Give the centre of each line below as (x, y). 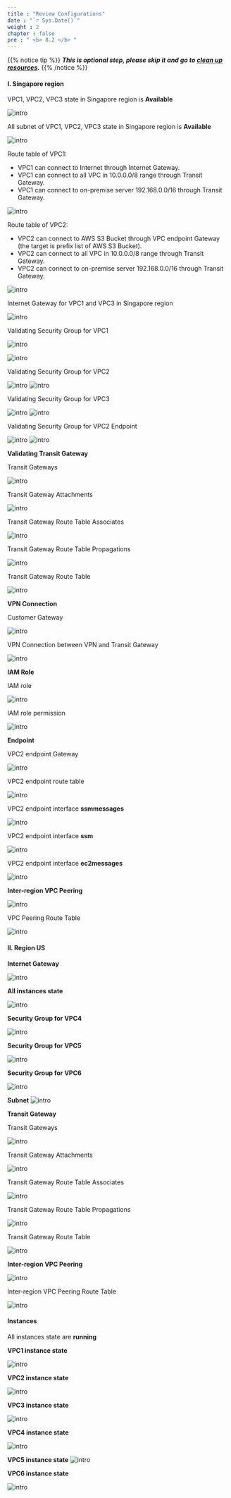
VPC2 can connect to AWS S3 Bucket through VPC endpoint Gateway (119, 239)
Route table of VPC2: (38, 225)
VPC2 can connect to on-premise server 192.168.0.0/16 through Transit (120, 269)
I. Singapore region (36, 84)
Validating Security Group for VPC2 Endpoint (72, 426)
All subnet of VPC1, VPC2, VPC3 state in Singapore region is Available (109, 127)
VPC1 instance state (38, 1350)
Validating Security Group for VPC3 (59, 399)
